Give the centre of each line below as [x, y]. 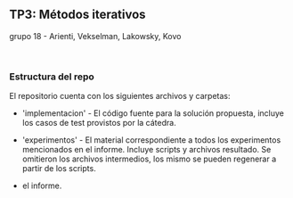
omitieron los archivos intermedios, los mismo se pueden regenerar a [149, 159]
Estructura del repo [52, 77]
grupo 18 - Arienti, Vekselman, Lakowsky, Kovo [95, 36]
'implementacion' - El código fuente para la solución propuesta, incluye [153, 113]
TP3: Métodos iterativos [77, 15]
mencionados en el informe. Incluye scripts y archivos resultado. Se [146, 150]
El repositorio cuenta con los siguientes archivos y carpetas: [120, 96]
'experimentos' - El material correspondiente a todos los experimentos [151, 140]
